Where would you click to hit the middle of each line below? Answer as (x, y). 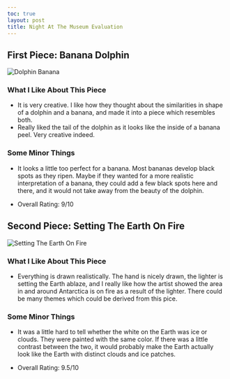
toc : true (22, 14)
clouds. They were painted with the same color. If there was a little (113, 339)
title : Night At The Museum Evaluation (65, 27)
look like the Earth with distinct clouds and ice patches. (97, 355)
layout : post (26, 20)
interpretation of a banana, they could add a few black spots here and (117, 183)
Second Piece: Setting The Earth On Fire (96, 226)
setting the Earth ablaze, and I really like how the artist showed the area (120, 283)
